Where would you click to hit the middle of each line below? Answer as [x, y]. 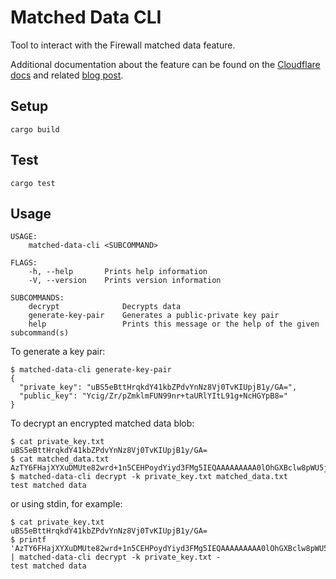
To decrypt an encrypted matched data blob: [102, 423]
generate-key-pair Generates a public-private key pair [154, 316]
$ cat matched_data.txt [60, 459]
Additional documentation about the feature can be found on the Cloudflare [165, 64]
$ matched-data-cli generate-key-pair [91, 370]
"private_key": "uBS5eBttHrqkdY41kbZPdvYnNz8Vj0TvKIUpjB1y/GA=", [158, 387]
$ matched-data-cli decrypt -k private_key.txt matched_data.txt [149, 477]
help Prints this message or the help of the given [174, 324]
